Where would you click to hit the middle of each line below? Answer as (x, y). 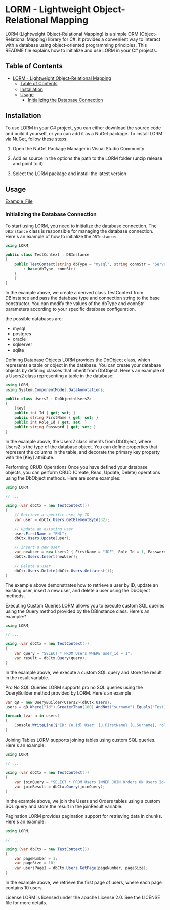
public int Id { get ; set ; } (45, 413)
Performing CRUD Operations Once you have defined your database (76, 467)
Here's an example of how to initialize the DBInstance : (61, 236)
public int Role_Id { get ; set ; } (51, 422)
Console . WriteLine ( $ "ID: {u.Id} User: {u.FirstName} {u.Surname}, (86, 725)
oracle (19, 339)
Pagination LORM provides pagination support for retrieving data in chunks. (84, 816)
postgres (22, 334)
